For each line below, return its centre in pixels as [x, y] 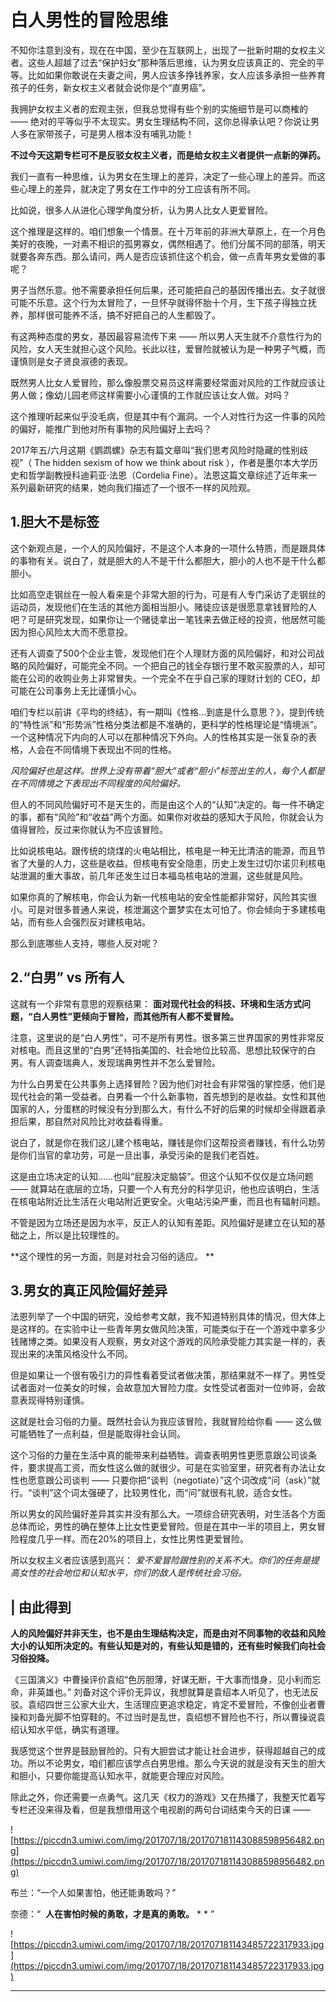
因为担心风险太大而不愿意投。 [71, 632]
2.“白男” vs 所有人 [67, 977]
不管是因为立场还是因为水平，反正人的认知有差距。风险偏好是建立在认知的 [163, 1222]
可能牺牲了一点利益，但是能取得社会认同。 [98, 1434]
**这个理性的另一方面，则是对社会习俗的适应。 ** [112, 1256]
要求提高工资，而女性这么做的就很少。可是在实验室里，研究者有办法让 [172, 1468]
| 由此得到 [41, 1607]
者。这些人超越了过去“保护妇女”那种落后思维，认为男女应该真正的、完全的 [163, 62]
